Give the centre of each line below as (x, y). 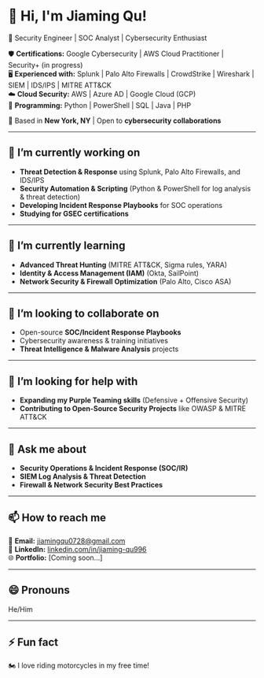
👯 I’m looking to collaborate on (84, 313)
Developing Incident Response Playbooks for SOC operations (121, 205)
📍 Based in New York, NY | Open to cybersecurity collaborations (115, 120)
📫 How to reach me (57, 518)
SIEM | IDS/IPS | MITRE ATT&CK (60, 85)
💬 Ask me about (47, 449)
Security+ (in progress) (46, 65)
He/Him (20, 609)
